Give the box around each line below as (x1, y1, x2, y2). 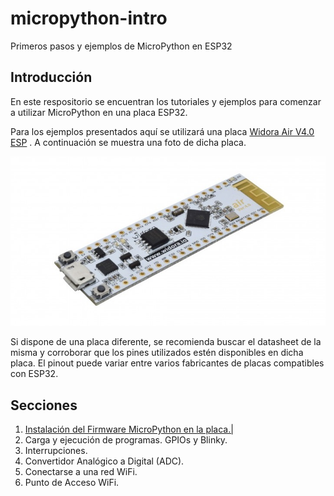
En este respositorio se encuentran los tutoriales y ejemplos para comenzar (10, 95, 322, 107)
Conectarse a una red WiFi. (24, 466, 138, 477)
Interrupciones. (24, 445, 88, 456)
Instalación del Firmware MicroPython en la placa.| (24, 423, 234, 435)
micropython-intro (10, 7, 168, 30)
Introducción (10, 69, 93, 86)
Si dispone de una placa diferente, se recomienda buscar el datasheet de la (10, 336, 322, 348)
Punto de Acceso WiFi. (24, 477, 120, 488)
